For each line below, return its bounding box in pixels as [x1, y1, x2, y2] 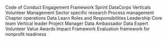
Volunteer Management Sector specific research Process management [5, 10, 154, 16]
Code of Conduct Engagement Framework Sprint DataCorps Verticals [5, 5, 151, 10]
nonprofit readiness [5, 31, 47, 37]
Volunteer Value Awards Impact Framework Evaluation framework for [5, 26, 150, 32]
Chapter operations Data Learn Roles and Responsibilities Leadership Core [5, 15, 162, 21]
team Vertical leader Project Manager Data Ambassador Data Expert [5, 20, 149, 26]
